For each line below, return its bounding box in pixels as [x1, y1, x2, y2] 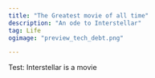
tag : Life [8, 26, 42, 34]
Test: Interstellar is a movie [8, 63, 98, 72]
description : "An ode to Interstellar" [8, 19, 142, 27]
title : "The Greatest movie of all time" [8, 11, 149, 20]
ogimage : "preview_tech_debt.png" [8, 33, 124, 42]
